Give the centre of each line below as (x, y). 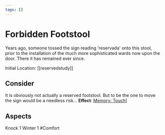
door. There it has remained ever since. (45, 58)
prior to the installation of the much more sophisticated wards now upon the (82, 53)
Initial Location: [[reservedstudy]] (39, 68)
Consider (20, 83)
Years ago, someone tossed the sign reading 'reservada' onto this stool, (79, 48)
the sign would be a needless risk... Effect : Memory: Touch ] (66, 101)
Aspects (18, 116)
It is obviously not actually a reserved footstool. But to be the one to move (81, 95)
